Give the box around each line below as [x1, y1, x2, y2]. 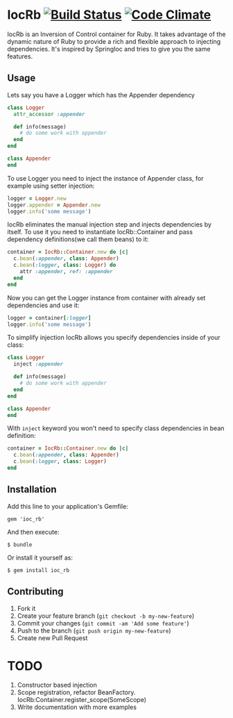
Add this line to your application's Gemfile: [7, 502, 128, 510]
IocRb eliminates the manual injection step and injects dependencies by [7, 220, 212, 229]
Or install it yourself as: [7, 553, 73, 562]
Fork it [17, 604, 36, 612]
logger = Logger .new [7, 195, 67, 202]
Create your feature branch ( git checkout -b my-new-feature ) [17, 612, 195, 620]
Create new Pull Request [17, 633, 88, 642]
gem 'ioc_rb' [7, 515, 45, 523]
